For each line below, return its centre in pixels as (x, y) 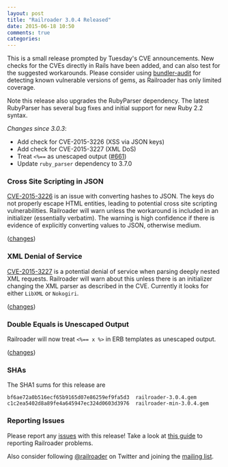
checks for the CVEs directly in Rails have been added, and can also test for (114, 66)
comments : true (29, 33)
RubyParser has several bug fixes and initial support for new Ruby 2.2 (105, 108)
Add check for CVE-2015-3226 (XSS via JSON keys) (91, 142)
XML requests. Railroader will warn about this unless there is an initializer (110, 279)
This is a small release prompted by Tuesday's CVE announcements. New (111, 58)
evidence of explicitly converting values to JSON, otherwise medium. (104, 225)
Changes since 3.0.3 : (37, 129)
